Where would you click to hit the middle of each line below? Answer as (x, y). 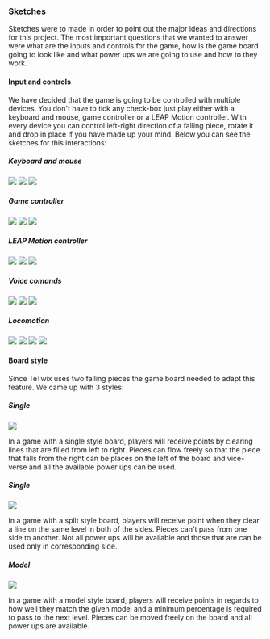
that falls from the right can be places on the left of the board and (117, 458)
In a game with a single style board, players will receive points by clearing (131, 441)
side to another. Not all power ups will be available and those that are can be (135, 538)
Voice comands (35, 281)
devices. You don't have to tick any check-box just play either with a (122, 108)
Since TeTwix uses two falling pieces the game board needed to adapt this (132, 378)
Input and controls (39, 82)
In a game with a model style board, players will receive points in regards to (134, 600)
